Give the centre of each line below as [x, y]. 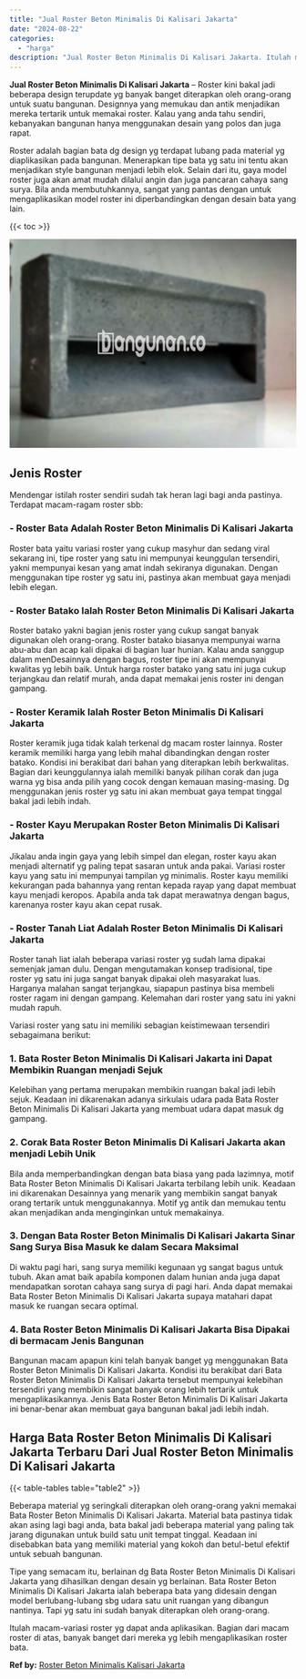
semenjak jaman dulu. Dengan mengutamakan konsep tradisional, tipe [141, 969]
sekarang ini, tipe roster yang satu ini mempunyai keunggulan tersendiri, [145, 558]
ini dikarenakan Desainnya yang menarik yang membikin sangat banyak [143, 1193]
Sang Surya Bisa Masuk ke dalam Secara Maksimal [124, 1247]
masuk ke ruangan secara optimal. [74, 1306]
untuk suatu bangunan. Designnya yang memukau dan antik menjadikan [145, 104]
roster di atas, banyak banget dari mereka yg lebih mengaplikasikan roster [148, 1637]
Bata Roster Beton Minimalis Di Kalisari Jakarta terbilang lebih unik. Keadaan [153, 1183]
